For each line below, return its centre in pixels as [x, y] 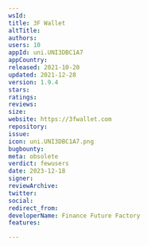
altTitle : [25, 30]
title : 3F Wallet [37, 23]
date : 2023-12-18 [37, 171]
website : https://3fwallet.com [60, 119]
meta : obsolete [33, 156]
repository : [28, 127]
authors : [23, 38]
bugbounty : [26, 149]
